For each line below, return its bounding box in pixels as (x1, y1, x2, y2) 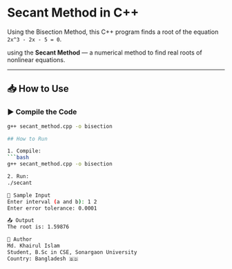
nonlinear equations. (7, 55, 66, 63)
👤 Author (7, 236, 32, 243)
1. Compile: (7, 148, 41, 155)
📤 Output (7, 217, 35, 224)
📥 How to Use (7, 83, 69, 94)
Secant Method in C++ (7, 5, 139, 21)
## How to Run (7, 135, 48, 142)
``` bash (7, 154, 30, 161)
